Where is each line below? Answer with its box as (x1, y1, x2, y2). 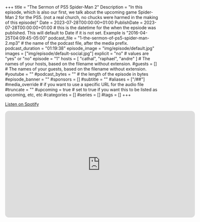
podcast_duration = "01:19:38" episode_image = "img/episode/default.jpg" (5, 46, 155, 51)
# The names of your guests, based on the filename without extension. (5, 66, 147, 72)
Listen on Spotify (5, 102, 39, 107)
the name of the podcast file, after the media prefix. (25, 40, 128, 46)
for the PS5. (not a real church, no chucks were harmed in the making (18, 15, 158, 20)
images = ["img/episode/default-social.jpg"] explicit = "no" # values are (5, 51, 149, 56)
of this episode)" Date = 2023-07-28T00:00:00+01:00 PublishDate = (5, 19, 143, 25)
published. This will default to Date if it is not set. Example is (5, 30, 126, 35)
